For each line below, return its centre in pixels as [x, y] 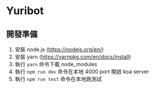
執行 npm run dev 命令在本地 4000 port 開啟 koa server [82, 71]
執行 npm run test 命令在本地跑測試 [58, 79]
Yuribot [25, 11]
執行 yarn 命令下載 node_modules [56, 64]
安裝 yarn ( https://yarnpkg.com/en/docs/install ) [73, 57]
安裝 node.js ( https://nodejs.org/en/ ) [59, 49]
